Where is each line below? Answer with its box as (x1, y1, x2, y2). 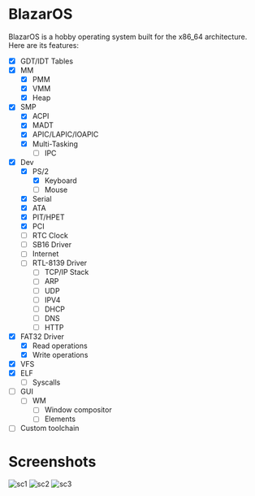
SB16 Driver (32, 240, 71, 250)
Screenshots (8, 452, 97, 471)
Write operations (32, 350, 89, 359)
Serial (32, 194, 52, 203)
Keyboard (44, 176, 77, 185)
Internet (32, 249, 59, 259)
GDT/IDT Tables (19, 56, 74, 66)
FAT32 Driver (19, 331, 65, 342)
